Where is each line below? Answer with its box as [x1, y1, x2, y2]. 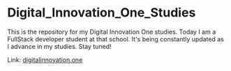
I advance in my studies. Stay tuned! [7, 42, 112, 50]
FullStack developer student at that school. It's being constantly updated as [7, 34, 225, 43]
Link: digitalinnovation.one [7, 55, 83, 63]
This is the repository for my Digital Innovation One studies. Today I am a [7, 28, 216, 36]
